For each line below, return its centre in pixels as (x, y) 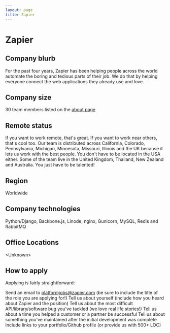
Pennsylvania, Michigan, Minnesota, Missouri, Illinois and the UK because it (84, 149)
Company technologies (43, 209)
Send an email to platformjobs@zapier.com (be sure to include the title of (82, 293)
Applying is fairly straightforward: (40, 283)
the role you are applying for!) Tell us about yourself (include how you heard (84, 298)
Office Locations (32, 242)
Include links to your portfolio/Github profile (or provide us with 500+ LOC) (83, 325)
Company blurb (30, 59)
